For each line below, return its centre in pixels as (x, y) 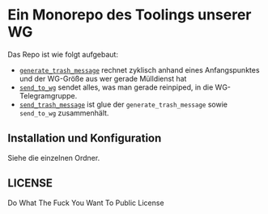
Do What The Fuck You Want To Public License (86, 203)
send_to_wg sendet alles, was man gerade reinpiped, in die (116, 87)
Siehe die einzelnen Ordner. (54, 157)
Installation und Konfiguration (85, 138)
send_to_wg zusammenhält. (64, 113)
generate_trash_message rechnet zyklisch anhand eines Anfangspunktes (139, 69)
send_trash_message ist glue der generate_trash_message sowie (123, 104)
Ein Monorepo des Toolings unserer (130, 15)
